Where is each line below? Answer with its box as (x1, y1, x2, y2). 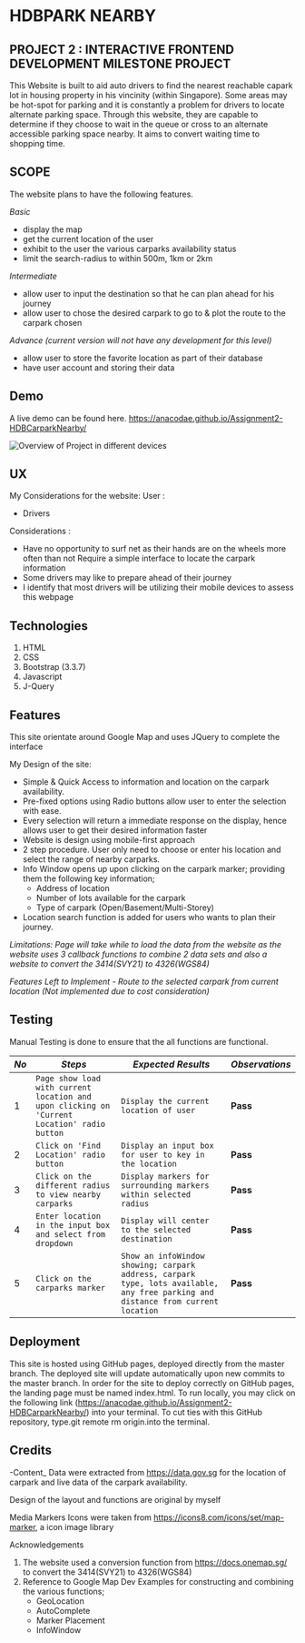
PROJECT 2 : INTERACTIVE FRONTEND (9, 42, 234, 57)
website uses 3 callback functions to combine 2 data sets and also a (9, 948, 268, 960)
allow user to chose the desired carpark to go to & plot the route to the (22, 307, 286, 319)
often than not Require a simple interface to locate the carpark (22, 553, 256, 564)
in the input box (35, 1220, 111, 1230)
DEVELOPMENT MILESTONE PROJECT (9, 56, 231, 71)
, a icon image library (34, 1521, 114, 1532)
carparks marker (35, 1283, 106, 1293)
